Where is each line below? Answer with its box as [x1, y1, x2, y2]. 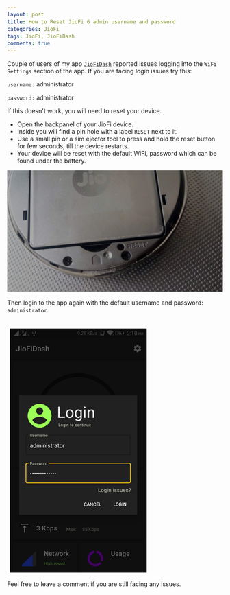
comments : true [7, 40, 51, 47]
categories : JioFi [7, 25, 60, 32]
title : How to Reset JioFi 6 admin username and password [7, 18, 176, 25]
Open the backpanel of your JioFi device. [16, 120, 134, 128]
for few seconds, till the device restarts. [16, 142, 129, 150]
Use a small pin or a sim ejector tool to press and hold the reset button [16, 135, 216, 143]
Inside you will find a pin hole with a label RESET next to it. [16, 128, 178, 136]
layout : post [7, 11, 44, 18]
